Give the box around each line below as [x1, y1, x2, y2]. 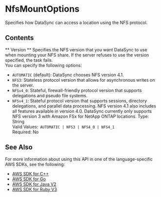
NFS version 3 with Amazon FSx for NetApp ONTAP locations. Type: [12, 113, 149, 119]
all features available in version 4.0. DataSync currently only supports [12, 108, 152, 114]
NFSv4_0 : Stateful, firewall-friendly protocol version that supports [12, 87, 142, 93]
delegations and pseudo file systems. [12, 92, 88, 98]
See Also [5, 143, 33, 152]
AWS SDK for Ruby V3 [12, 186, 57, 192]
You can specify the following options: [5, 62, 82, 68]
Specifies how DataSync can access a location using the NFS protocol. [5, 20, 148, 25]
